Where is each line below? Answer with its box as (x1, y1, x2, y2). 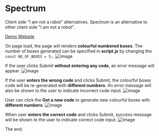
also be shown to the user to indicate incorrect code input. (5, 87, 123, 93)
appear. (5, 68, 20, 73)
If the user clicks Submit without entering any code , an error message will (5, 63, 155, 68)
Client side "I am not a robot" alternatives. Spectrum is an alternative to (5, 19, 147, 25)
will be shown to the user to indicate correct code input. (5, 117, 117, 122)
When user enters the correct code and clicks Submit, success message (5, 111, 152, 117)
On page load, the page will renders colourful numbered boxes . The (5, 43, 143, 49)
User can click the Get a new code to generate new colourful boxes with (5, 97, 150, 102)
